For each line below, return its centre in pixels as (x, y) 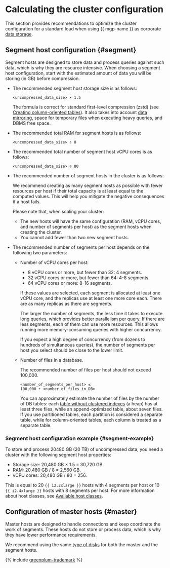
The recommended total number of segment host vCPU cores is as (82, 152)
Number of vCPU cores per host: (54, 262)
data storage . (19, 34)
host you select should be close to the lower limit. (72, 350)
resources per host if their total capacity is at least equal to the (78, 191)
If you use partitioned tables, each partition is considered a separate (91, 414)
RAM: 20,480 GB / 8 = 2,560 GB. (47, 470)
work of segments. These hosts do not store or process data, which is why (83, 529)
